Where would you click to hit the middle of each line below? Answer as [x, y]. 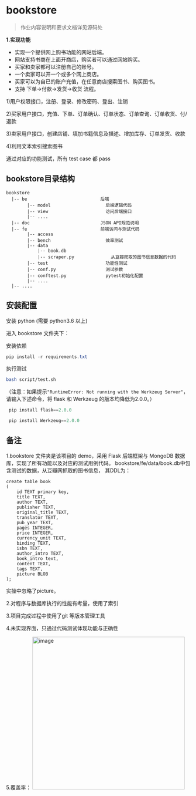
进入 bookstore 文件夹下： [38, 333]
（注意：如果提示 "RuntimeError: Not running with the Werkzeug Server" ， [97, 392]
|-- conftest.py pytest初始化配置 [85, 276]
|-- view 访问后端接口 [80, 211]
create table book [28, 481]
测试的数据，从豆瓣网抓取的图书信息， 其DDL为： [71, 470]
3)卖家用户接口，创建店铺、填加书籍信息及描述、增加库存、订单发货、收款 [96, 133]
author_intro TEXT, [40, 553]
